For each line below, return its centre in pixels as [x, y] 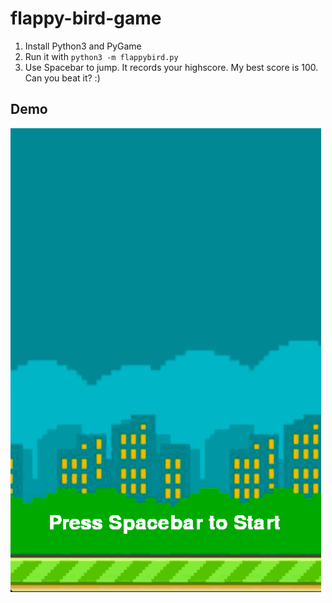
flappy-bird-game [86, 18]
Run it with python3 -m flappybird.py [101, 56]
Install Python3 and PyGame [83, 46]
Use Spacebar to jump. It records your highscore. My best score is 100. [171, 67]
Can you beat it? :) [62, 78]
